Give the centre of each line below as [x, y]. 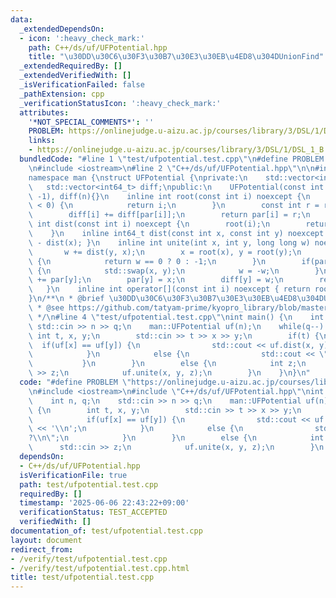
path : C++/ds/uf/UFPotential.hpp [98, 47]
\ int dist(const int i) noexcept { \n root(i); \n [149, 224]
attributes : [44, 112]
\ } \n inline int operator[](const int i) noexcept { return [169, 289]
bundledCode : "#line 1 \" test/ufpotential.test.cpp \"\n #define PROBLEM [172, 159]
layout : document [46, 540]
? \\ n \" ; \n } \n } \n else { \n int [176, 438]
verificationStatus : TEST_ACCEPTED [93, 512]
